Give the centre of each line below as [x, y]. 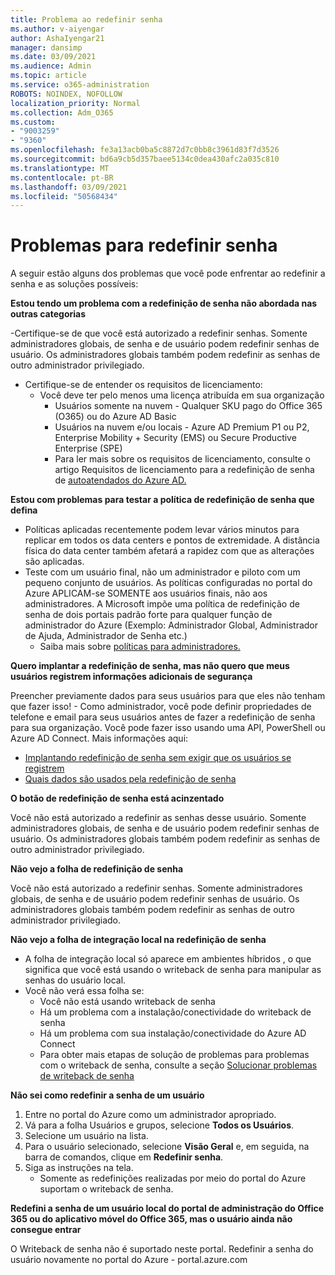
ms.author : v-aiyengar [57, 29]
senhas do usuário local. [75, 980]
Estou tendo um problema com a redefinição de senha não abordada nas [164, 303]
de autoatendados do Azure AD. [120, 480]
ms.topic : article [48, 76]
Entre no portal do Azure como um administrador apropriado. [150, 1115]
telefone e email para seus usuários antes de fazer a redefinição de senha [163, 717]
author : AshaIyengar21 [57, 38]
